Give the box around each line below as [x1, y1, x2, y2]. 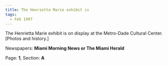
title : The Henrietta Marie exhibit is [5, 7, 90, 12]
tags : [5, 12, 17, 17]
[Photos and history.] [5, 35, 49, 41]
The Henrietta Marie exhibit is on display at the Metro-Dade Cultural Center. [5, 30, 163, 36]
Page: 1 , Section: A [5, 55, 45, 61]
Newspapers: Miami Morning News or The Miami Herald [5, 45, 125, 51]
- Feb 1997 [10, 16, 33, 21]
